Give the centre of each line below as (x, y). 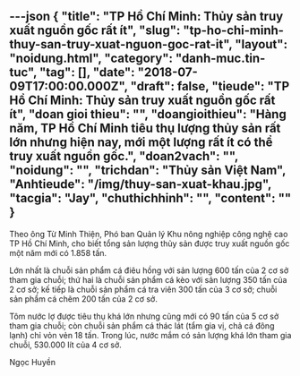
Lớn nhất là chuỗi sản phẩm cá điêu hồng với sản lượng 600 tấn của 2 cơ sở (149, 270)
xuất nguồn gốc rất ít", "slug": (95, 31)
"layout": (261, 44)
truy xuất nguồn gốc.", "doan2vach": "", (124, 156)
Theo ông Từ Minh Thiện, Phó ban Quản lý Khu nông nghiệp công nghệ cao (149, 234)
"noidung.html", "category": (91, 59)
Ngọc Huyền (33, 362)
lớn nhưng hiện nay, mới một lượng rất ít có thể (141, 143)
